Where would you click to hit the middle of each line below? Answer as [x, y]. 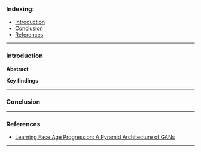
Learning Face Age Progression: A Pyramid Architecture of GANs [95, 137]
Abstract [17, 69]
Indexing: [20, 9]
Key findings [22, 80]
